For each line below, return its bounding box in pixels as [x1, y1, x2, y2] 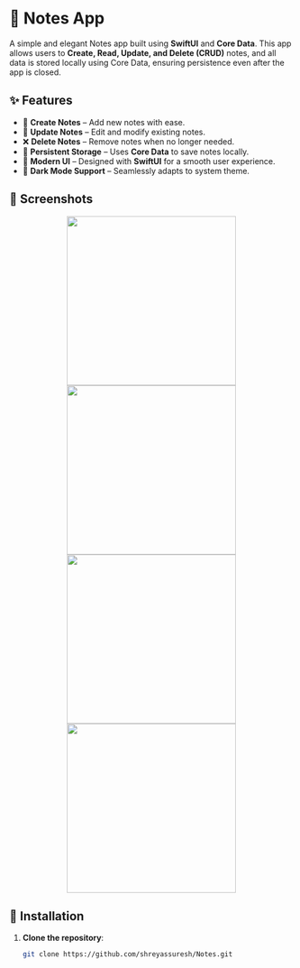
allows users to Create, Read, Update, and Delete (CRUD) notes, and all [9, 47, 277, 58]
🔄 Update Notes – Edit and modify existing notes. [22, 126, 205, 137]
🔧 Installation [9, 908, 85, 924]
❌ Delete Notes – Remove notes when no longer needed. [22, 135, 235, 147]
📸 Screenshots [9, 191, 94, 207]
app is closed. [9, 67, 61, 78]
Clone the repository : [22, 933, 105, 944]
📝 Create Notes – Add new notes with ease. [22, 116, 186, 127]
